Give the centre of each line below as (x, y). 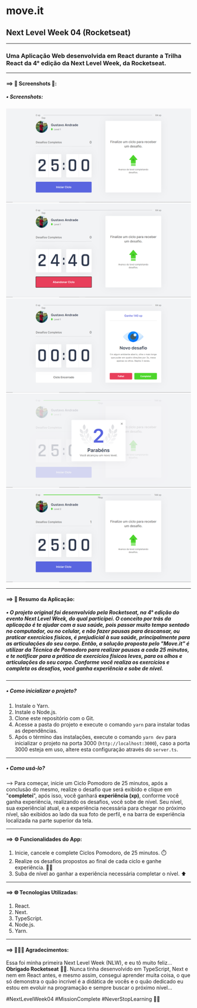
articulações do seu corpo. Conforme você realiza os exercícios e (88, 662)
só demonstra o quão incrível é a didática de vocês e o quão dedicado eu (95, 982)
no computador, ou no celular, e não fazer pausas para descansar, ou (93, 631)
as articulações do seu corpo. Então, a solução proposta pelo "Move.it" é (98, 644)
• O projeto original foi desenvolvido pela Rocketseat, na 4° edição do (93, 612)
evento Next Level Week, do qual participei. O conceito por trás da (89, 619)
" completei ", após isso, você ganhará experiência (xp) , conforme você (92, 795)
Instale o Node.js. (36, 712)
